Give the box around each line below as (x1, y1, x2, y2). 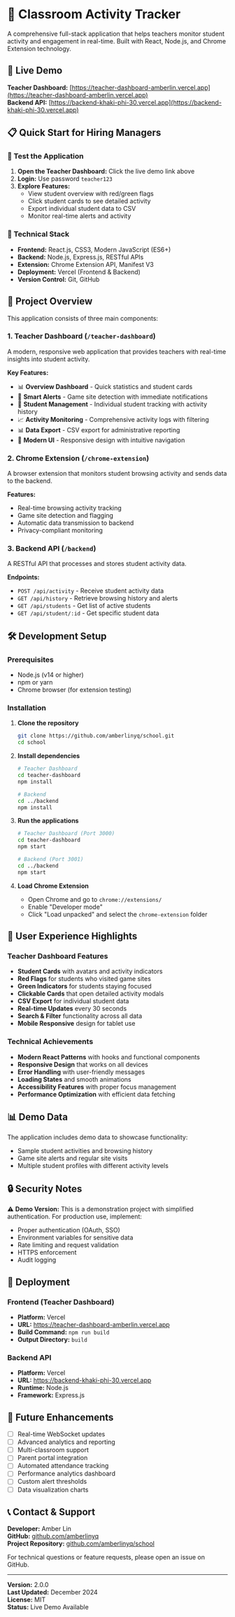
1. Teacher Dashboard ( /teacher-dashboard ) (7, 331, 156, 341)
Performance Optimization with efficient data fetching (17, 1089, 176, 1099)
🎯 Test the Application (7, 151, 84, 161)
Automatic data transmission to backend (17, 518, 134, 528)
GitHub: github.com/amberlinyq (7, 1532, 99, 1541)
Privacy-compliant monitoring (17, 526, 104, 535)
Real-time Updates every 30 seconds (17, 1005, 127, 1013)
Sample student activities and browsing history (17, 1147, 152, 1155)
